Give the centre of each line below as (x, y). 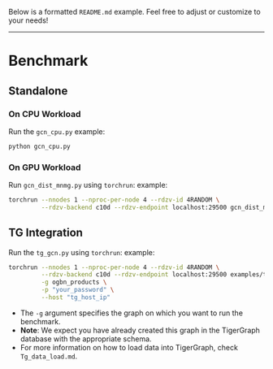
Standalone (38, 91)
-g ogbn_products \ (74, 282)
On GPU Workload (45, 167)
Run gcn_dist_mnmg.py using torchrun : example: (88, 185)
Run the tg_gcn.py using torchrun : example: (82, 252)
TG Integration (46, 233)
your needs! (28, 20)
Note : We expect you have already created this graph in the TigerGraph (140, 330)
